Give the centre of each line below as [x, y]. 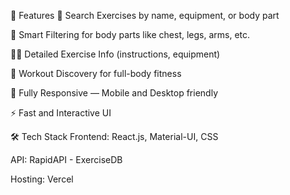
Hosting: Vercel [42, 179]
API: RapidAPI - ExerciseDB [66, 159]
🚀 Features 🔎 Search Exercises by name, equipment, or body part [145, 15]
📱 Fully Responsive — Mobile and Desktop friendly [114, 93]
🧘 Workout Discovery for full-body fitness [96, 73]
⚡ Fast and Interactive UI [61, 113]
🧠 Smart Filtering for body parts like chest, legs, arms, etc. [130, 34]
